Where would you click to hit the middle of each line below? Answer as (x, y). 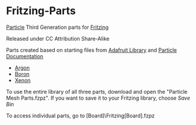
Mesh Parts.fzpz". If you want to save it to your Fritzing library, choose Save (98, 98)
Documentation (25, 56)
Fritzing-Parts (41, 11)
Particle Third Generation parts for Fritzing (57, 27)
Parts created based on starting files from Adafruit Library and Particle (92, 50)
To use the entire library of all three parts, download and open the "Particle (97, 91)
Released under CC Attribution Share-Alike (58, 38)
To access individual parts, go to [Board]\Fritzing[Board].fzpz (80, 116)
